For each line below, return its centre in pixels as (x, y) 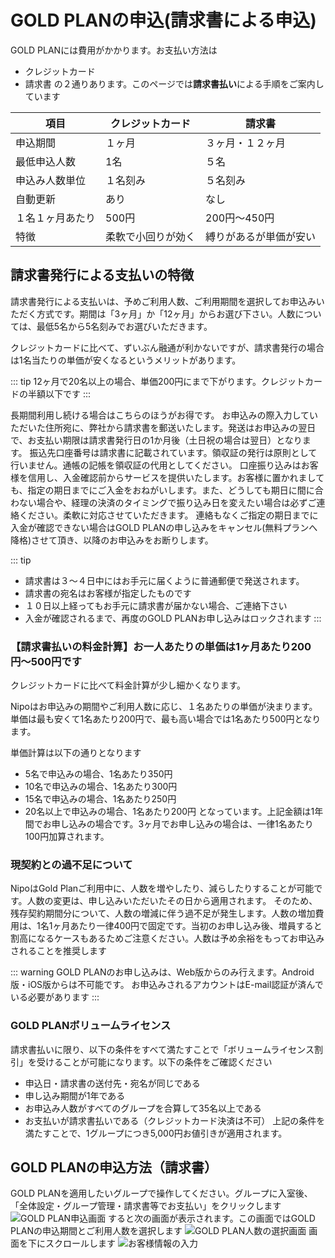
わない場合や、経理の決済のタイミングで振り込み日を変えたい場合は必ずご (163, 502)
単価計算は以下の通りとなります (76, 753)
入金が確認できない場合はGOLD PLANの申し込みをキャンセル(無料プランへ (164, 527)
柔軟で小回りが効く (151, 236)
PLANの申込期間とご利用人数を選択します (96, 1231)
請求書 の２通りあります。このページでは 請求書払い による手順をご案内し (174, 83)
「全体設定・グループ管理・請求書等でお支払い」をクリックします (146, 1206)
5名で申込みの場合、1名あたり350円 (98, 774)
